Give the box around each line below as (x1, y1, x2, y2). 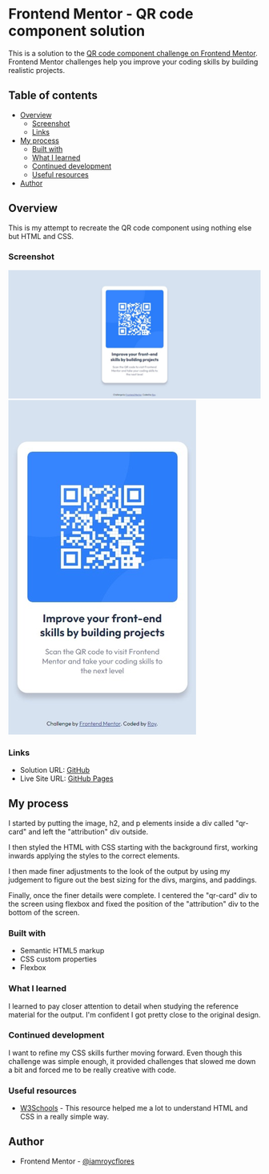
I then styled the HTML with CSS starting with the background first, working (8, 842, 259, 851)
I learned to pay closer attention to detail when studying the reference (8, 1001, 239, 1011)
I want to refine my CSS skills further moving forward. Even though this (8, 1048, 243, 1058)
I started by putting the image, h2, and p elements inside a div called (8, 818, 235, 827)
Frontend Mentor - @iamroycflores (19, 1156, 134, 1166)
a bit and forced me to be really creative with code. (8, 1065, 177, 1074)
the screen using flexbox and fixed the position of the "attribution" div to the (8, 899, 259, 908)
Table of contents (8, 89, 98, 103)
